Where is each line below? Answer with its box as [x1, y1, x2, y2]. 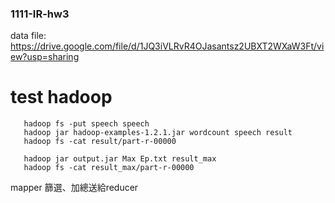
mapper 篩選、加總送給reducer [10, 182, 139, 194]
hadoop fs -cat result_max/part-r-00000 [23, 163, 195, 173]
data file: [10, 30, 47, 42]
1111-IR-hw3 [10, 7, 70, 21]
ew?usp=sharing [10, 51, 80, 63]
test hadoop [10, 86, 113, 109]
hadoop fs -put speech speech [23, 119, 150, 129]
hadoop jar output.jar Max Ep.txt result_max [23, 154, 217, 164]
